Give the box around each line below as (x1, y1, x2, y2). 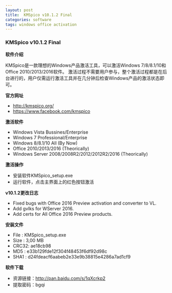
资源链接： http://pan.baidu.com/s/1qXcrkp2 (12, 275, 106, 281)
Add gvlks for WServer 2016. (12, 205, 74, 211)
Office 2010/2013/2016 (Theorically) (12, 145, 89, 152)
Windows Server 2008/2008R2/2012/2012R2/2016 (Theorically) (12, 151, 148, 157)
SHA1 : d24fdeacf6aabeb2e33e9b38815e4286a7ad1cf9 (12, 253, 131, 260)
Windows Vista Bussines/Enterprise (12, 129, 88, 135)
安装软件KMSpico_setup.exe (12, 172, 73, 178)
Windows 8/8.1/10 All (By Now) (12, 140, 78, 146)
